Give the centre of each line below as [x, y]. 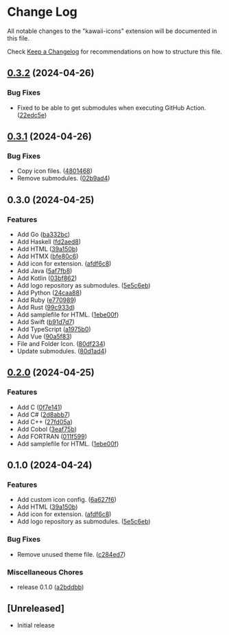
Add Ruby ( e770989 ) [47, 300]
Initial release [36, 625]
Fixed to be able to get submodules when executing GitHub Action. [111, 108]
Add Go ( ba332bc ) [44, 234]
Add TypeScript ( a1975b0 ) [54, 329]
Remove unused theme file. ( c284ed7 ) [71, 554]
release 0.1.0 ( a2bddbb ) [50, 587]
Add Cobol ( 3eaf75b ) [47, 429]
